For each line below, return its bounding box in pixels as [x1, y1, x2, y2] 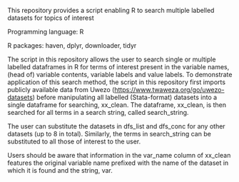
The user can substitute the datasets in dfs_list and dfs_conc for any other [7, 122, 226, 131]
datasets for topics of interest [7, 14, 94, 22]
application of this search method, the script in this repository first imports [7, 78, 226, 86]
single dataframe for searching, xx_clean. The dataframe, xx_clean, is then [7, 101, 227, 109]
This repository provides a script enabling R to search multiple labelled [7, 6, 215, 14]
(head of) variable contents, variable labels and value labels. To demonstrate [7, 71, 233, 79]
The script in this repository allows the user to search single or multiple [7, 55, 216, 64]
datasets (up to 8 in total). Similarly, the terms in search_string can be [7, 130, 212, 138]
